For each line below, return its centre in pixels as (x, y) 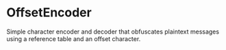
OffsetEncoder (49, 13)
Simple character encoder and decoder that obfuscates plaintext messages (113, 32)
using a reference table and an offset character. (74, 38)
